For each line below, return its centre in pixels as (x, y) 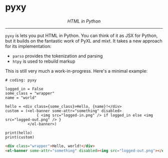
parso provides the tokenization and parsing (57, 56)
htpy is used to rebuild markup (44, 61)
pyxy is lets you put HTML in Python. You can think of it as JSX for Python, (81, 35)
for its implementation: (28, 46)
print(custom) (20, 137)
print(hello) (19, 133)
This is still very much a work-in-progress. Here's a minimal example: (76, 71)
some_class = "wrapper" (30, 93)
